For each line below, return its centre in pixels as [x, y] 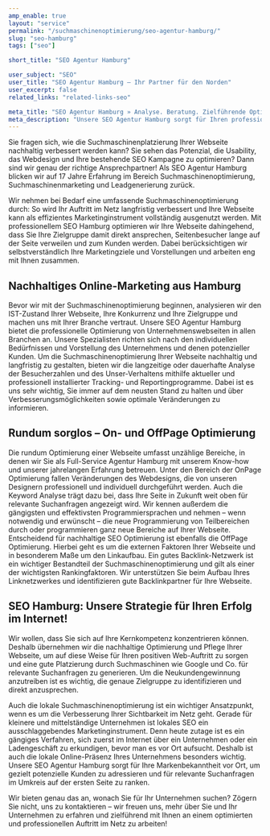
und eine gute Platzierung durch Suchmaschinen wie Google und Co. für [128, 664]
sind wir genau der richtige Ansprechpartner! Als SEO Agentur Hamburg [128, 168]
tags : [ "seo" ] [32, 46]
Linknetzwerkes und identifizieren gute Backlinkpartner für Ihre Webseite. [130, 581]
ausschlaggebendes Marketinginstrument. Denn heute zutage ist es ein [127, 730]
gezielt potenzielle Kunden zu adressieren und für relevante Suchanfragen [131, 773]
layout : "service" [39, 23]
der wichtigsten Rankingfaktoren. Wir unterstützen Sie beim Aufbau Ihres [129, 572]
